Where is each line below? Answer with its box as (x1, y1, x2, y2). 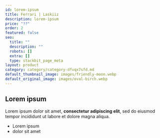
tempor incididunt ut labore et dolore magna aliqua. (5, 113, 110, 119)
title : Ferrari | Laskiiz (5, 12, 59, 17)
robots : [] (9, 49, 32, 54)
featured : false (5, 30, 39, 35)
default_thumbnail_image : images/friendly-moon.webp (5, 72, 117, 77)
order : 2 (5, 26, 23, 31)
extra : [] (9, 53, 30, 59)
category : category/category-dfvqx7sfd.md (5, 68, 94, 72)
